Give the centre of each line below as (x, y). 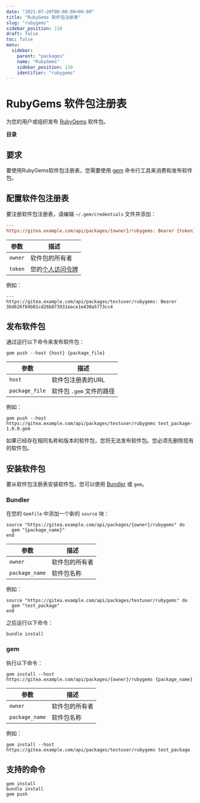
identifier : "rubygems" (46, 73)
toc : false (20, 39)
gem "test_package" (36, 606)
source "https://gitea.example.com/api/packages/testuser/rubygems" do (97, 601)
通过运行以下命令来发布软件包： (45, 342)
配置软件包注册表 (37, 198)
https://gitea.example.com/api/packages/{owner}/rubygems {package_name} (100, 679)
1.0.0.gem (18, 429)
